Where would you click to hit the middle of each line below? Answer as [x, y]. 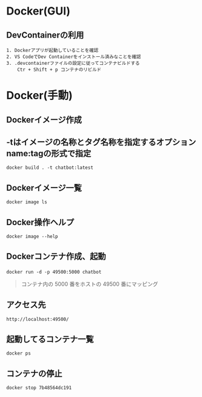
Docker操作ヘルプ [40, 222]
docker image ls [27, 202]
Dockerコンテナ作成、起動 [56, 256]
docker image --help [32, 237]
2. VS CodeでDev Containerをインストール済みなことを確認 [74, 57]
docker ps [19, 353]
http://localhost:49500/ [38, 319]
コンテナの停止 [34, 373]
